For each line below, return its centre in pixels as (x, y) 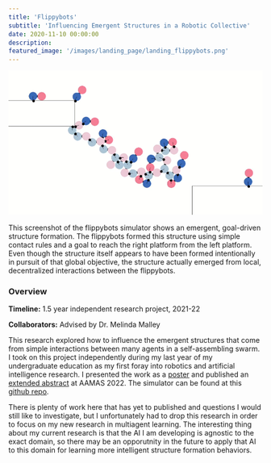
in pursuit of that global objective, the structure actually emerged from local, (135, 262)
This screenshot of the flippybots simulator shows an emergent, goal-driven (135, 228)
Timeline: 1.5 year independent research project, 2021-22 (104, 309)
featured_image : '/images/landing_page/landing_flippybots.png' (119, 51)
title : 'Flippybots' (43, 17)
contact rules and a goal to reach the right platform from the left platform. (130, 245)
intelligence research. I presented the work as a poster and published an (129, 374)
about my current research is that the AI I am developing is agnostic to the (131, 433)
